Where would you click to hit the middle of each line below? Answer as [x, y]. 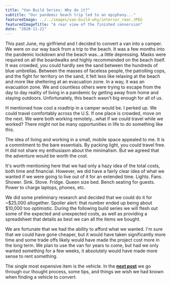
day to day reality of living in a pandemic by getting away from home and [82, 93]
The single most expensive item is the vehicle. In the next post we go [78, 266]
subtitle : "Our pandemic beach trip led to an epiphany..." [71, 15]
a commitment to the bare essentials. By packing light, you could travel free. [85, 145]
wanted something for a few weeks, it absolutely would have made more [81, 251]
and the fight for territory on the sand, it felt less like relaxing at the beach [83, 76]
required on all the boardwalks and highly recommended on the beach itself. [86, 60]
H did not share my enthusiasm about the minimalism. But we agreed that [82, 150]
